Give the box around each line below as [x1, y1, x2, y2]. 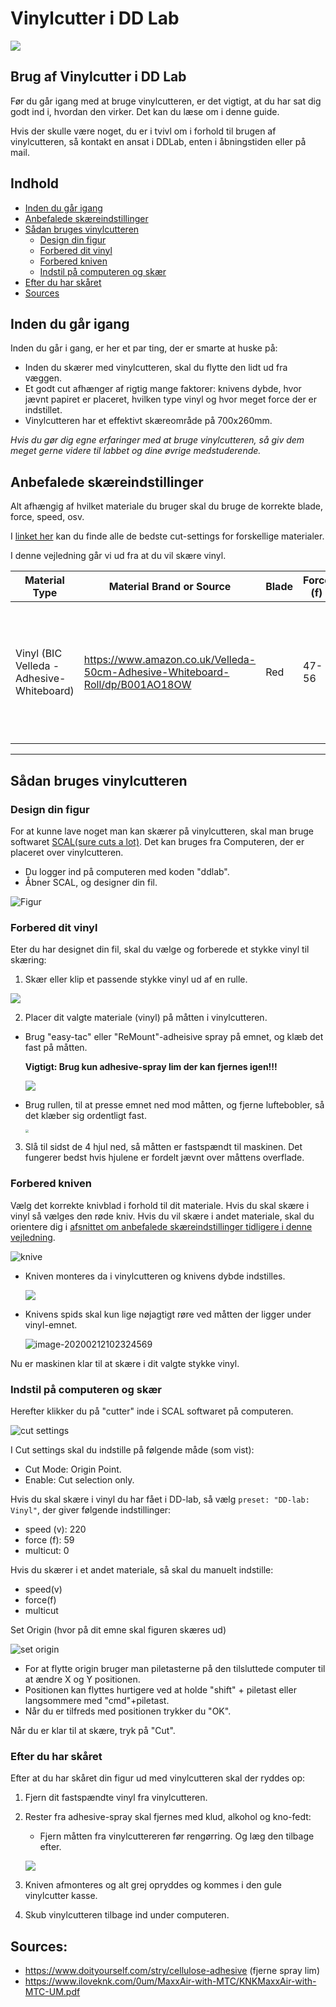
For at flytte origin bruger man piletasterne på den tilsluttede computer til [24, 1663, 326, 1675]
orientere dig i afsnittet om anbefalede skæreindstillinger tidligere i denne [10, 1220, 313, 1232]
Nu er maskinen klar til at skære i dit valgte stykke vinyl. [10, 1357, 240, 1369]
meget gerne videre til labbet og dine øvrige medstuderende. [10, 445, 262, 457]
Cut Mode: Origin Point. [24, 1463, 122, 1476]
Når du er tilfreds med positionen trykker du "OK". [24, 1705, 232, 1717]
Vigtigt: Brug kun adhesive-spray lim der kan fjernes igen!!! [24, 1061, 278, 1073]
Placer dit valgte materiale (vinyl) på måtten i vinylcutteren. [24, 1012, 268, 1024]
